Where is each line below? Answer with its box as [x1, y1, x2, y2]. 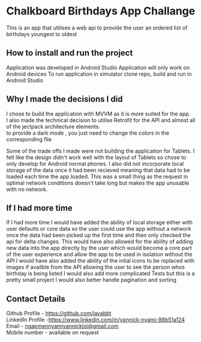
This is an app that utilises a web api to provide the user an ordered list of [6, 24, 188, 31]
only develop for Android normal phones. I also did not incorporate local [6, 160, 184, 167]
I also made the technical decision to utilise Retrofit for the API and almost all [6, 116, 196, 124]
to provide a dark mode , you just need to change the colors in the [6, 129, 170, 136]
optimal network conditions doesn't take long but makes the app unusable [6, 179, 190, 186]
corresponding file [6, 135, 52, 142]
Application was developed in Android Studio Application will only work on [6, 64, 190, 71]
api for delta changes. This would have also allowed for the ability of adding [6, 238, 193, 245]
